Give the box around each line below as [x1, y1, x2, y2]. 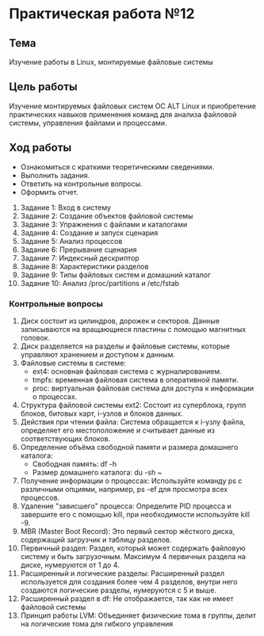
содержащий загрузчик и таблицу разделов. [20, 535, 172, 544]
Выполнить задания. [20, 170, 90, 180]
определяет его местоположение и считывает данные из [20, 425, 216, 435]
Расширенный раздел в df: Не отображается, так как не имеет [20, 593, 234, 603]
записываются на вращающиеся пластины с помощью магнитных [20, 324, 247, 333]
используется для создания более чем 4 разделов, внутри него [20, 577, 238, 586]
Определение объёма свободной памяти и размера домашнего [20, 442, 239, 451]
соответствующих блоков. [20, 433, 110, 444]
